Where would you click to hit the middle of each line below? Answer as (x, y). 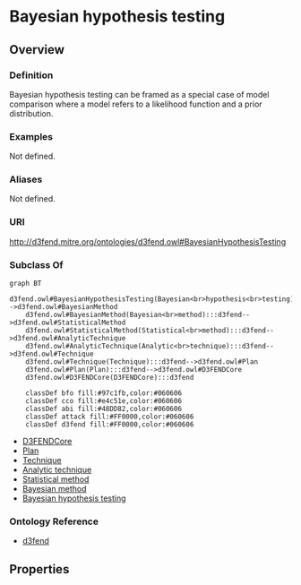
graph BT (26, 284)
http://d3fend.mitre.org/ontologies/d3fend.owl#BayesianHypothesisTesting (148, 241)
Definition (31, 75)
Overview (37, 50)
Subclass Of (37, 264)
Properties (39, 569)
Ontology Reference (54, 521)
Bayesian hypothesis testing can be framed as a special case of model (139, 94)
